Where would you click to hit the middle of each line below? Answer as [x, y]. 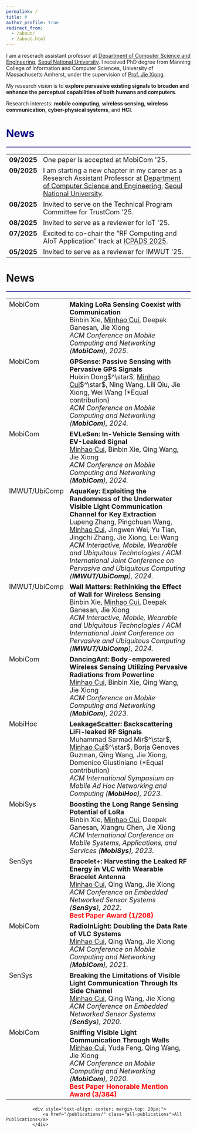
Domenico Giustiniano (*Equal [117, 762]
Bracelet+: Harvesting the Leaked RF [128, 861]
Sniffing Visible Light [103, 1032]
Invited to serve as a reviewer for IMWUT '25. [113, 252]
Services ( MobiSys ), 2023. [112, 850]
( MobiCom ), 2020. [99, 1079]
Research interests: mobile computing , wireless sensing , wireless [87, 103]
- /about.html [28, 39]
